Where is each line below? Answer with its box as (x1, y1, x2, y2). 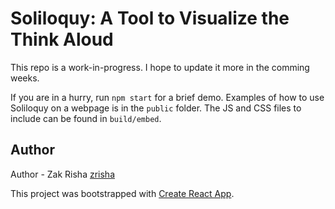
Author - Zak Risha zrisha (10, 168, 115, 180)
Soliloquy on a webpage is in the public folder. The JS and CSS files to (10, 102, 302, 114)
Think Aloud (10, 28, 114, 51)
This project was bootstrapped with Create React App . (10, 187, 235, 199)
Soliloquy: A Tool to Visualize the (10, 7, 290, 30)
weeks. (10, 72, 40, 84)
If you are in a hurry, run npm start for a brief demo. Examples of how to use (10, 91, 325, 103)
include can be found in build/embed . (10, 112, 162, 124)
